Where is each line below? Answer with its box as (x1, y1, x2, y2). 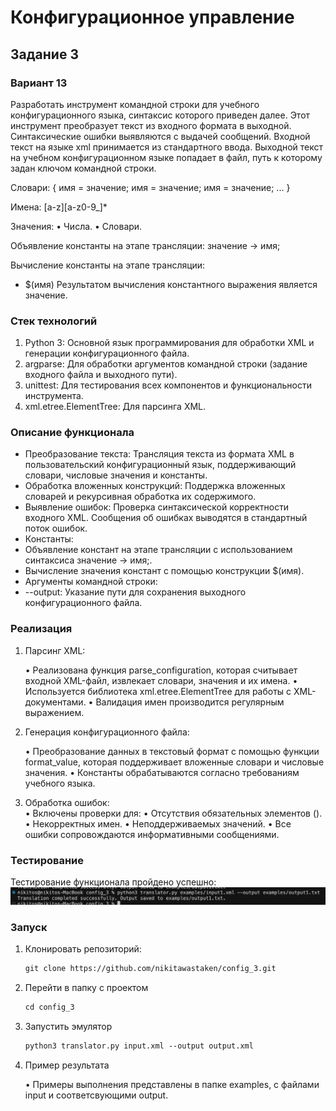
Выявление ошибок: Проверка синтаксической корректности (24, 501, 290, 513)
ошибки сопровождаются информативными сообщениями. (24, 828, 280, 840)
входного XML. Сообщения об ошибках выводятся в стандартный (24, 512, 308, 524)
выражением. (24, 706, 85, 718)
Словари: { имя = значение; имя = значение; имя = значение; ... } (10, 181, 291, 193)
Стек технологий (10, 314, 98, 328)
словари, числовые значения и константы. (24, 469, 208, 481)
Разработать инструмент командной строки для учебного (10, 98, 260, 110)
